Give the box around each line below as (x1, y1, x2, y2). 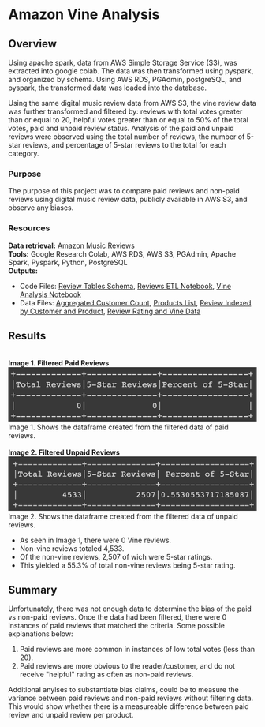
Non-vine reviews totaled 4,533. (19, 543, 125, 553)
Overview (8, 37, 58, 51)
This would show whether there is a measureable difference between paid (8, 702, 250, 711)
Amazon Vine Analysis (8, 6, 160, 24)
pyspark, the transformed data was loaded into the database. (8, 83, 207, 92)
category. (8, 148, 39, 158)
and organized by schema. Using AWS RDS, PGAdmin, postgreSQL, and (8, 75, 242, 84)
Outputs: (8, 266, 38, 275)
